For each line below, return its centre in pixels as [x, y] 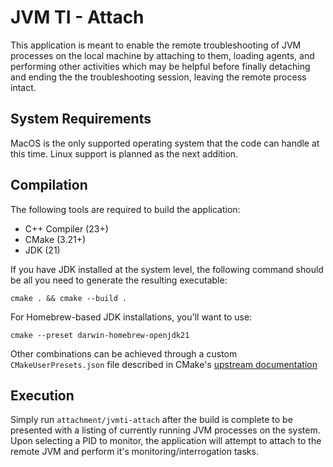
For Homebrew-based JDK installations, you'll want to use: [131, 317]
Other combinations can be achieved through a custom [124, 353]
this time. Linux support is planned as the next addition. [124, 153]
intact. [23, 87]
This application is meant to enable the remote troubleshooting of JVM [156, 45]
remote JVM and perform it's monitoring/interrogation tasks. [134, 452]
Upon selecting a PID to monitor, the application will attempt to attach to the [166, 441]
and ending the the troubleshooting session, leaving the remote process [158, 77]
